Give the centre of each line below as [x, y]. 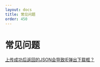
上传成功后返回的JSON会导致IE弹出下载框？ [50, 60]
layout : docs [19, 10]
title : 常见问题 [20, 14]
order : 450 [16, 19]
